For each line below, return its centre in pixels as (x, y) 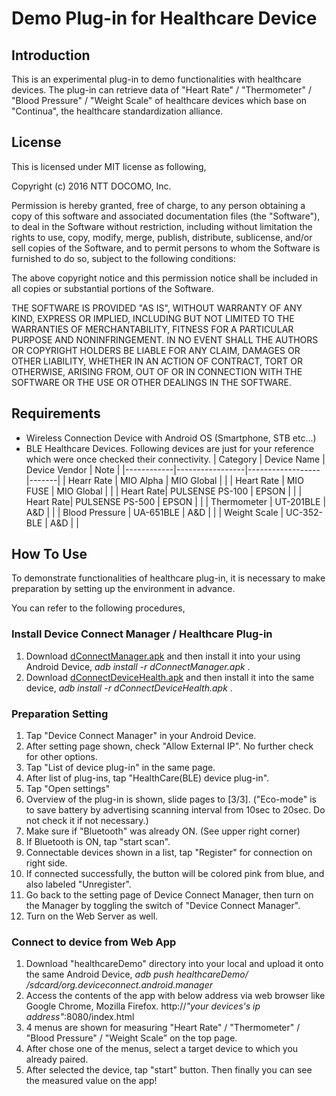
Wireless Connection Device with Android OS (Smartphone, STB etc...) (171, 438)
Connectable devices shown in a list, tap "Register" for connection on (169, 853)
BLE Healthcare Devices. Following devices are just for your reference (170, 448)
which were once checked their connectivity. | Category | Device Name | (175, 459)
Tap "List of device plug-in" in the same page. (120, 768)
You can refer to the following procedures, (98, 608)
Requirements (56, 413)
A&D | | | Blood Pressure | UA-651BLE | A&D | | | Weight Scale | (154, 512)
